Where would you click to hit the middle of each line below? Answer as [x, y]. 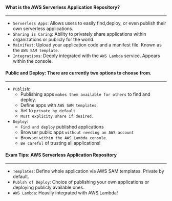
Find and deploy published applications [62, 127]
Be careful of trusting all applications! [60, 143]
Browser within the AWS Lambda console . [64, 138]
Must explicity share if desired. [57, 117]
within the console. [33, 61]
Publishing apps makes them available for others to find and [85, 94]
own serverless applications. [43, 29]
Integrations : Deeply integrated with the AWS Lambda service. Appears [86, 56]
